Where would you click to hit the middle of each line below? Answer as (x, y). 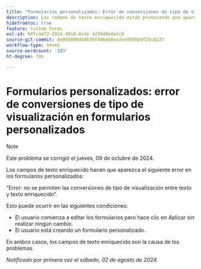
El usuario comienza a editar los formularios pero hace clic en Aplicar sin (104, 217)
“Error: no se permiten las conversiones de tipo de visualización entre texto (99, 187)
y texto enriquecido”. (32, 194)
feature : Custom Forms (34, 29)
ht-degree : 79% (25, 56)
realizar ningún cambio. (44, 223)
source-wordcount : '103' (37, 51)
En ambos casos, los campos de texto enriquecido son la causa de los (93, 241)
